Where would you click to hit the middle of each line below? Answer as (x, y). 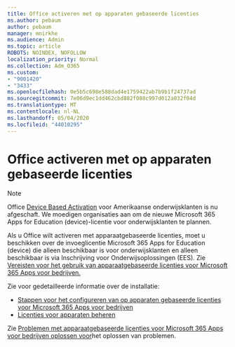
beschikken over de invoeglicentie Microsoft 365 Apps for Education (106, 243)
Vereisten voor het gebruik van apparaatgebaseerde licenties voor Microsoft (117, 265)
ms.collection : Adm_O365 (43, 66)
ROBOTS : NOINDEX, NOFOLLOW (47, 53)
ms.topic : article (34, 46)
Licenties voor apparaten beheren (66, 315)
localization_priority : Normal (53, 60)
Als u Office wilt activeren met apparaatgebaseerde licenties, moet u (106, 236)
